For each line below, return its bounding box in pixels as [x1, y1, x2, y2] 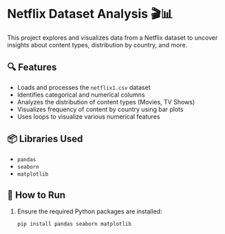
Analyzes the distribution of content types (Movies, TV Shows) [17, 97, 195, 106]
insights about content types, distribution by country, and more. [7, 40, 188, 49]
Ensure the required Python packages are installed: [17, 207, 163, 215]
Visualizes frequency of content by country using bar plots [17, 105, 184, 113]
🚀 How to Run [7, 189, 66, 200]
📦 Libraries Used [7, 133, 83, 145]
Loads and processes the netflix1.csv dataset [17, 83, 151, 91]
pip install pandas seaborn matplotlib [17, 221, 132, 228]
